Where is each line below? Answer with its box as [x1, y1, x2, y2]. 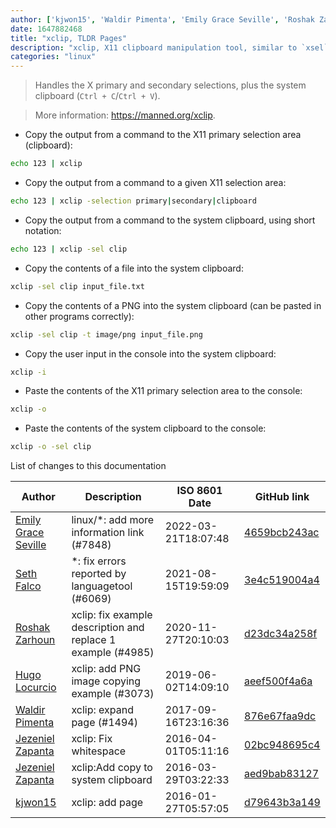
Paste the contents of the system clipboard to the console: [24, 422, 267, 435]
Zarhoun [15, 633, 56, 647]
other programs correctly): [24, 310, 135, 322]
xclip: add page [71, 796, 144, 810]
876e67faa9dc [244, 709, 317, 723]
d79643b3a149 [244, 796, 321, 810]
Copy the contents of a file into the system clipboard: [24, 262, 244, 274]
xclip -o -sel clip [10, 442, 92, 452]
